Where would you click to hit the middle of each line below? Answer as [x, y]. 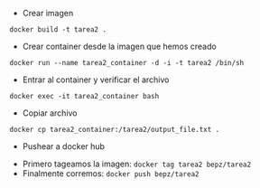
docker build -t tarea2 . [58, 30]
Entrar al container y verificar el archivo [96, 80]
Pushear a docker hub [64, 146]
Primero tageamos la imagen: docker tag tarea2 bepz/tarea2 [136, 164]
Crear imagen [48, 13]
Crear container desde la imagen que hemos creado [119, 46]
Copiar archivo [50, 113]
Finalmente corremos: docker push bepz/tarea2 [111, 174]
